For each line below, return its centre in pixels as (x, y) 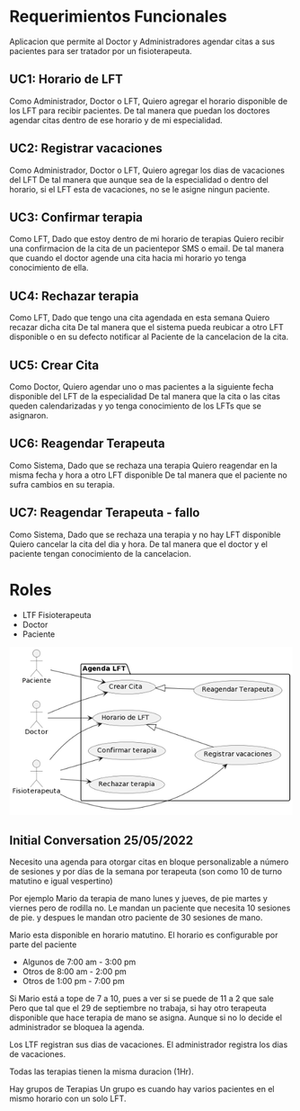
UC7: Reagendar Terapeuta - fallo (105, 513)
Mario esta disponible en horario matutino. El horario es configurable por (144, 935)
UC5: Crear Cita (54, 365)
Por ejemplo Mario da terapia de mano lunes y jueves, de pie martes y (138, 899)
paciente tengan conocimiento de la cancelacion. (100, 553)
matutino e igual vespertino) (62, 881)
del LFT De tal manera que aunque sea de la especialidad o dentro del (139, 179)
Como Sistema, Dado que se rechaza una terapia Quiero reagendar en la (144, 465)
